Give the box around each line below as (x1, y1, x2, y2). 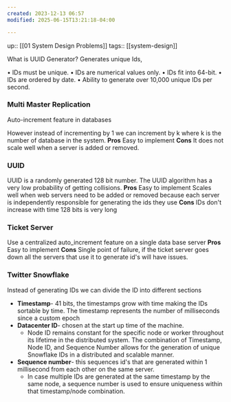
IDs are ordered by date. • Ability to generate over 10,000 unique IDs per (7, 75, 213, 83)
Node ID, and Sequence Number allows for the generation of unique (27, 343, 220, 351)
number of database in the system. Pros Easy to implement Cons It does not (7, 136, 223, 145)
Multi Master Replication (7, 100, 91, 109)
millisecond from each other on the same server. (16, 365, 155, 373)
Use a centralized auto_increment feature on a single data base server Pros (7, 238, 221, 246)
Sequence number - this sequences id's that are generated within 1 (16, 357, 208, 366)
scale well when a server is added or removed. (7, 143, 140, 151)
